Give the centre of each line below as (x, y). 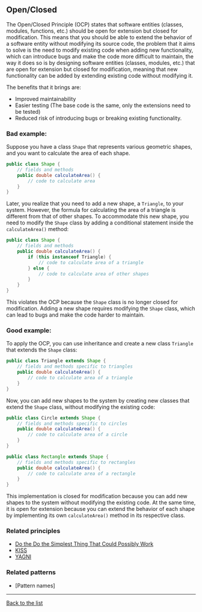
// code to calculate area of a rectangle (82, 474)
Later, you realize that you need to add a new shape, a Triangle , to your (95, 203)
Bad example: (26, 134)
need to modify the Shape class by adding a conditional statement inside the (100, 223)
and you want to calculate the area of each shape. (68, 153)
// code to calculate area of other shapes (93, 274)
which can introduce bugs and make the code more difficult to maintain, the (100, 56)
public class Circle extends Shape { (54, 418)
